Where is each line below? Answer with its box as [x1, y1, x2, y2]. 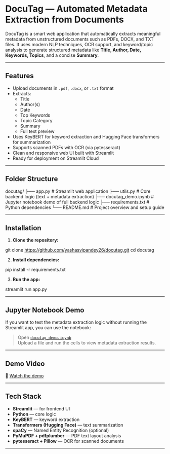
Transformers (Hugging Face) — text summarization [12, 422, 123, 428]
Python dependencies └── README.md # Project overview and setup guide [5, 204, 164, 211]
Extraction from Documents [5, 14, 124, 25]
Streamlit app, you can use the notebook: [5, 325, 91, 331]
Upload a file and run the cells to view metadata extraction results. [17, 340, 156, 346]
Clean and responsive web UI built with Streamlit [12, 150, 114, 156]
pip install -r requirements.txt [5, 267, 66, 273]
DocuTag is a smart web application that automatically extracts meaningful [5, 30, 161, 37]
